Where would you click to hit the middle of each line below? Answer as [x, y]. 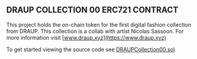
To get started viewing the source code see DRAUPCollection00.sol [91, 49]
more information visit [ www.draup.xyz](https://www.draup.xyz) [86, 37]
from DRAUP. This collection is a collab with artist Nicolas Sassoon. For [95, 31]
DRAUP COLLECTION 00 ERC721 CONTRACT [92, 10]
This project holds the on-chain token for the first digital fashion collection [99, 24]
